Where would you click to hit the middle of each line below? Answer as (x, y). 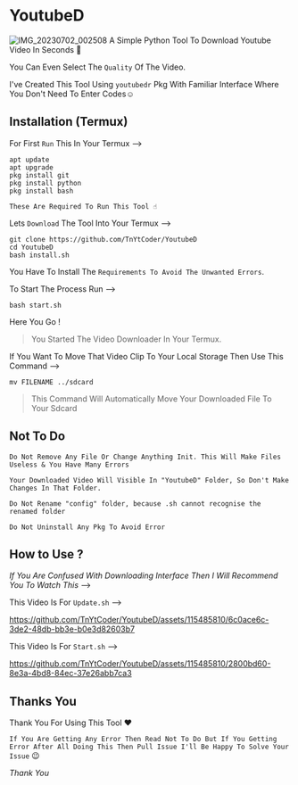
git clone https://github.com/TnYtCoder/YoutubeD (103, 239)
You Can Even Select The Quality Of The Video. (97, 67)
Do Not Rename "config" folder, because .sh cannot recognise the (135, 504)
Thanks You (43, 701)
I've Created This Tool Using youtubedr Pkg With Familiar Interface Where (144, 84)
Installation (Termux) (69, 122)
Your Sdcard (54, 408)
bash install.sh (39, 255)
